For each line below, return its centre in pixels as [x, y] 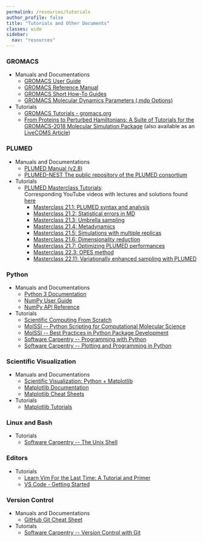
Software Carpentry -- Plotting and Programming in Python [98, 345]
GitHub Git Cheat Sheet [53, 520]
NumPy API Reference [52, 307]
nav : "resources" [34, 40]
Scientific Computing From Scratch [68, 320]
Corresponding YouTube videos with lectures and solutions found [106, 194]
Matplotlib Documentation [56, 388]
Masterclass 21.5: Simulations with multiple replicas [97, 233]
